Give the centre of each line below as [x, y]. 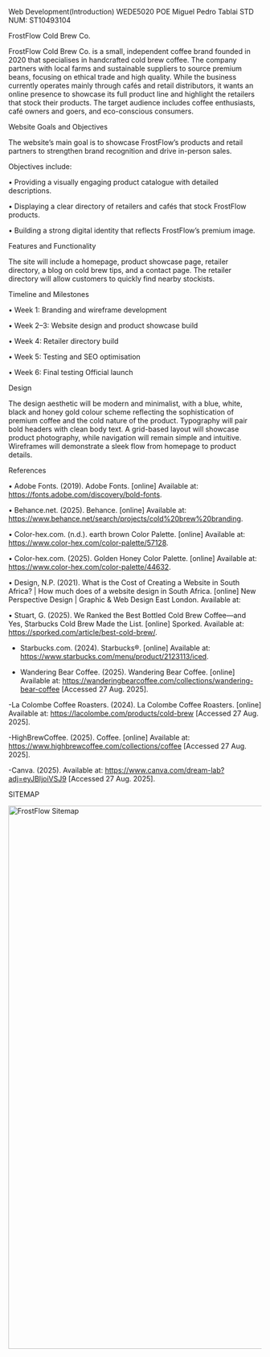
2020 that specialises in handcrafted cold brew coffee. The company [123, 60]
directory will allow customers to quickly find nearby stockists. [112, 278]
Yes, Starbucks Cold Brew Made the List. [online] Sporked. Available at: [126, 624]
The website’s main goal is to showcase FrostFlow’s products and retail [126, 142]
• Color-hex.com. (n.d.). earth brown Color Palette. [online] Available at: [127, 534]
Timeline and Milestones [49, 294]
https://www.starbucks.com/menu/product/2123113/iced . [114, 656]
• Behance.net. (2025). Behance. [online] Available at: [98, 510]
